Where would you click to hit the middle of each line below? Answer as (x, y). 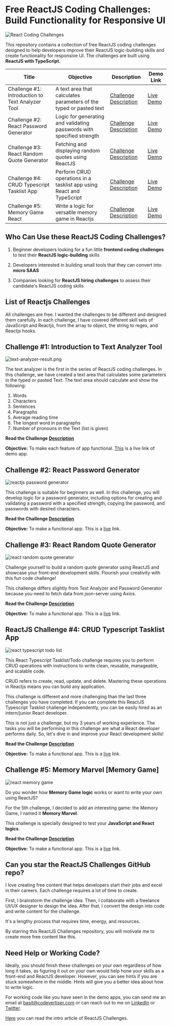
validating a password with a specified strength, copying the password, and (85, 503)
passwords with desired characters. (43, 509)
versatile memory (76, 212)
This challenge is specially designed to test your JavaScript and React (80, 823)
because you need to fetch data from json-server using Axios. (71, 594)
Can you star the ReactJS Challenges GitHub (78, 865)
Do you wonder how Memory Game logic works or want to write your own (84, 792)
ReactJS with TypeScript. (33, 61)
